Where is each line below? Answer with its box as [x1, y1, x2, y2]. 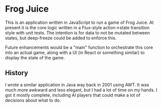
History [5, 69, 28, 77]
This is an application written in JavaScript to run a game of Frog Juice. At [5, 19, 154, 25]
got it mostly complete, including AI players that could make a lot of [5, 92, 141, 98]
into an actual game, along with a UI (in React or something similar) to [5, 50, 145, 55]
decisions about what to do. [5, 97, 61, 103]
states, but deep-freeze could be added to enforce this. [5, 35, 117, 41]
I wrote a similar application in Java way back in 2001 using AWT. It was [5, 82, 149, 88]
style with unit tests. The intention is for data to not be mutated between [5, 30, 150, 36]
